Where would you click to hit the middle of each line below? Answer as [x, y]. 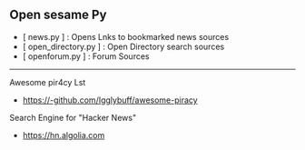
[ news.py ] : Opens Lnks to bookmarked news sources [126, 36]
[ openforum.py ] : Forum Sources [86, 56]
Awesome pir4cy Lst [48, 82]
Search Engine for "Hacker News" [73, 117]
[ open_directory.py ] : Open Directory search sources [123, 46]
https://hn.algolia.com [64, 135]
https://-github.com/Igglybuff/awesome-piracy [110, 100]
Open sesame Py [58, 15]
